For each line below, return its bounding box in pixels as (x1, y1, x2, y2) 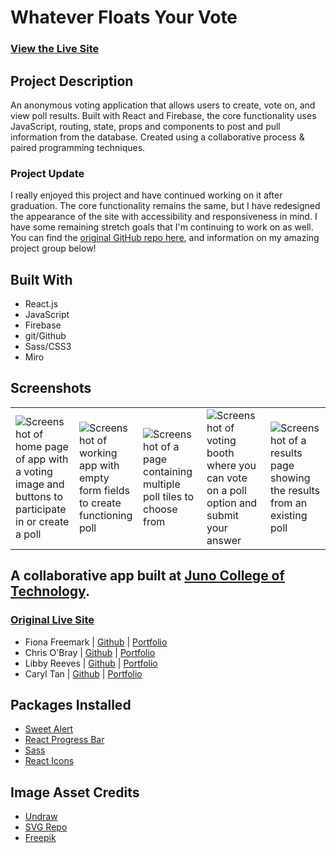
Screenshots (10, 380, 92, 397)
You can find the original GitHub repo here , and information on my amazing (10, 232, 320, 244)
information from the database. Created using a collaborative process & (10, 131, 305, 143)
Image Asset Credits (10, 784, 140, 801)
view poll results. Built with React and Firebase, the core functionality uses (10, 109, 317, 121)
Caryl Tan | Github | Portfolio (24, 667, 143, 680)
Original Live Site (10, 613, 95, 627)
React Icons (24, 755, 75, 767)
